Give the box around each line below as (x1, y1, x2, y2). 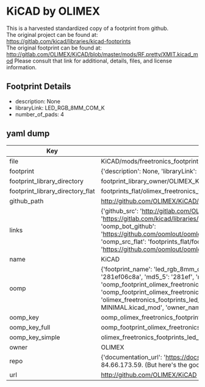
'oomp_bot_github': (100, 222, 156, 230)
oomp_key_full (9, 323, 51, 331)
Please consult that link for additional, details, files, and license (14, 57, 173, 64)
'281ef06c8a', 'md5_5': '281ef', (100, 272, 195, 281)
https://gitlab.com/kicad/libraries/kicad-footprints (6, 37, 131, 45)
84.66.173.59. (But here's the (100, 360, 187, 369)
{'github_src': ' (100, 206, 142, 215)
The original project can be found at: (6, 31, 98, 38)
